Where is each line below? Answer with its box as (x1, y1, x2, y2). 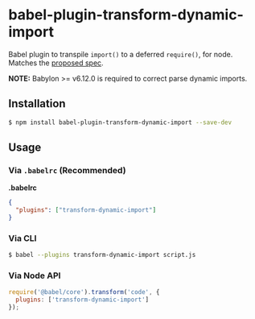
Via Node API (8, 270, 61, 281)
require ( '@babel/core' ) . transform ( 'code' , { (8, 288, 160, 296)
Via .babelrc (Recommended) (8, 164, 126, 176)
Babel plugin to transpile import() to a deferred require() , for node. (8, 49, 233, 59)
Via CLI (8, 232, 37, 243)
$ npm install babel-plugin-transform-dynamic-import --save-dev (8, 118, 232, 126)
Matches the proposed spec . (8, 58, 104, 68)
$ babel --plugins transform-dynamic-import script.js (8, 251, 196, 259)
